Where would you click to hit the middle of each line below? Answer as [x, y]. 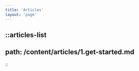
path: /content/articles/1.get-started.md [70, 52]
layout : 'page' [21, 15]
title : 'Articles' [24, 10]
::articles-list [26, 35]
